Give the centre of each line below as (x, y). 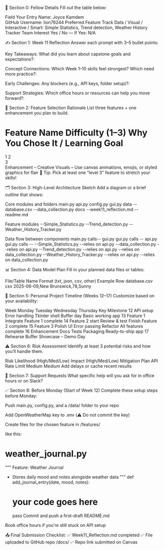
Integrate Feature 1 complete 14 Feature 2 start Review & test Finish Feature (81, 321)
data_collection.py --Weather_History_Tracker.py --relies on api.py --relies (80, 254)
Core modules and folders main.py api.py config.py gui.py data (69, 204)
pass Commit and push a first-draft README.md (61, 516)
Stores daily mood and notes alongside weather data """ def (73, 477)
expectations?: (20, 59)
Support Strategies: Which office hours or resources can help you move (78, 93)
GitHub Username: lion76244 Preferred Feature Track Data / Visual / (74, 22)
